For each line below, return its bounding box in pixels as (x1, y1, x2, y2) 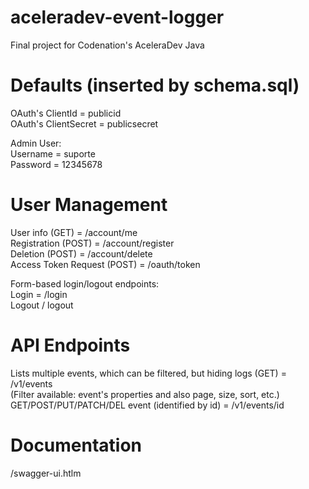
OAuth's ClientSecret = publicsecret (10, 117, 159, 130)
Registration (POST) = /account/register (10, 237, 175, 249)
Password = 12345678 (10, 158, 103, 170)
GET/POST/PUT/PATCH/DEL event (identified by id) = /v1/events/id (10, 399, 285, 411)
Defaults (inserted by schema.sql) (10, 74, 300, 97)
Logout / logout (10, 299, 74, 311)
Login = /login (10, 288, 68, 300)
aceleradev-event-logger (10, 6, 225, 29)
